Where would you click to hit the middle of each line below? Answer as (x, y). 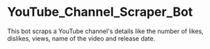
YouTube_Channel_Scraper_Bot (100, 12)
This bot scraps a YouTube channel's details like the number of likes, (105, 31)
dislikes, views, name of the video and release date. (81, 38)
